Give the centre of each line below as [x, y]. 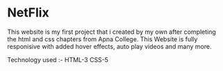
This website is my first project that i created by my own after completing [112, 32]
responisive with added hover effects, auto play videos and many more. [109, 46]
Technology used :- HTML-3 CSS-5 [58, 59]
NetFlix [28, 13]
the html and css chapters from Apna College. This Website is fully [102, 39]
